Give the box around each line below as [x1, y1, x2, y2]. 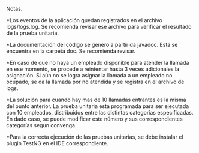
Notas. [6, 5, 23, 12]
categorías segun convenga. [6, 122, 77, 128]
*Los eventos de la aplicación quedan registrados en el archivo [6, 17, 163, 23]
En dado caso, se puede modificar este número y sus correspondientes [6, 115, 183, 122]
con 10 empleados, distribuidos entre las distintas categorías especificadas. [6, 109, 194, 116]
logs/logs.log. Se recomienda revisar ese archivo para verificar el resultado [6, 23, 192, 30]
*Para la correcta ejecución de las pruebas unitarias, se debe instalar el [6, 133, 183, 140]
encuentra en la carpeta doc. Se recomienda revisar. [6, 47, 136, 55]
